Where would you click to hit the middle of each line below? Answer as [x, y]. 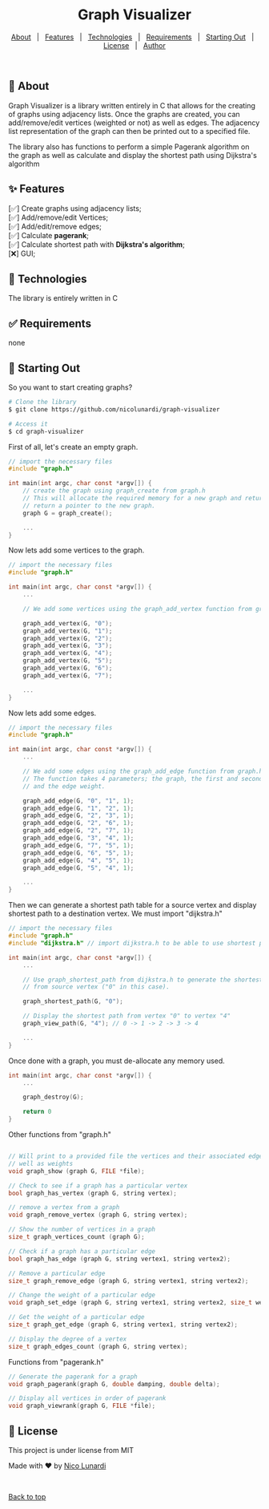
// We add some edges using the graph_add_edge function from [128, 771]
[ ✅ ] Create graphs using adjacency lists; [75, 208]
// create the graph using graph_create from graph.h [114, 491]
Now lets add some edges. [52, 713]
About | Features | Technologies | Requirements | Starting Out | [132, 37]
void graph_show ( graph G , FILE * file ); [77, 1171]
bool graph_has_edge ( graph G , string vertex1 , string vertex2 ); [119, 1259]
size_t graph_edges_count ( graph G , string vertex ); [98, 1346]
